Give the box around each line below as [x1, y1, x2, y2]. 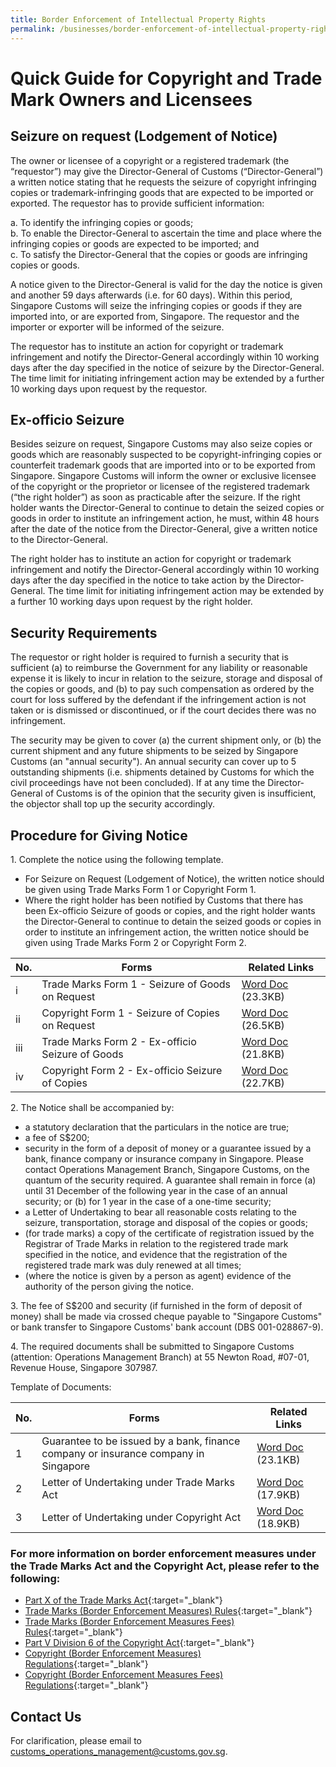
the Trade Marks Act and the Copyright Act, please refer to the [10, 1559, 320, 1573]
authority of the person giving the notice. [24, 1280, 194, 1292]
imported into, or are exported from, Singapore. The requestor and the [10, 310, 300, 322]
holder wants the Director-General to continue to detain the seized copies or [10, 502, 325, 514]
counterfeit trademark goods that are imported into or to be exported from [10, 459, 316, 471]
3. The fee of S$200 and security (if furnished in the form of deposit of [10, 1299, 303, 1311]
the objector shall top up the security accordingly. [10, 798, 216, 810]
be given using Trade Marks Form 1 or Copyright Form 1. [24, 883, 257, 895]
